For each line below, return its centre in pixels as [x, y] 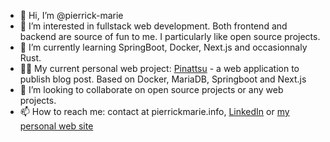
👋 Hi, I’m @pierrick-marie [71, 15]
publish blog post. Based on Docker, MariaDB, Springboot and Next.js [163, 79]
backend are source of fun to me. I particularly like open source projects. [170, 36]
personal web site [56, 126]
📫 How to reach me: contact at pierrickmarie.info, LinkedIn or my [154, 111]
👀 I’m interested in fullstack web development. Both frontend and [153, 26]
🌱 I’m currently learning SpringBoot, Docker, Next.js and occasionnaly [163, 47]
